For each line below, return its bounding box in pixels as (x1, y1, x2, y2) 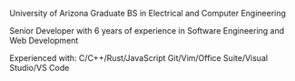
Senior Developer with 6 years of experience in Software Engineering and (9, 25, 285, 35)
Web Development (9, 35, 79, 46)
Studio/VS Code (9, 63, 70, 73)
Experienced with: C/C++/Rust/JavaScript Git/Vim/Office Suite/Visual (9, 53, 269, 63)
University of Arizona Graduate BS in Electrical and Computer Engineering (9, 8, 286, 18)
